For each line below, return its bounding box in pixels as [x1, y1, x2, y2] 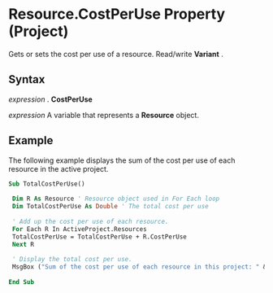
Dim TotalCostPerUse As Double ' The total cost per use [11, 203, 209, 211]
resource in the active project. [8, 164, 109, 173]
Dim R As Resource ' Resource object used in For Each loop [11, 195, 220, 203]
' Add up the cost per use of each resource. [11, 217, 169, 225]
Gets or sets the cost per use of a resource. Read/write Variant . [8, 49, 223, 59]
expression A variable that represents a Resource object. [8, 110, 199, 120]
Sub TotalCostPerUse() [8, 180, 85, 188]
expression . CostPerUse [8, 94, 93, 104]
